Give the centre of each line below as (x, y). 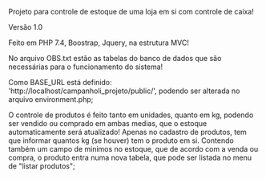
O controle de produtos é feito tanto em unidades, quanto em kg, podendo (131, 115)
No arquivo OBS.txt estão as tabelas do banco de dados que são (115, 58)
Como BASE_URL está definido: (60, 82)
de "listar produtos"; (42, 166)
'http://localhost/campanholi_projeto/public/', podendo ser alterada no (124, 91)
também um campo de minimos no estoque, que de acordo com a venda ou (133, 149)
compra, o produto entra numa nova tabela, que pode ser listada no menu (130, 157)
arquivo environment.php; (51, 99)
